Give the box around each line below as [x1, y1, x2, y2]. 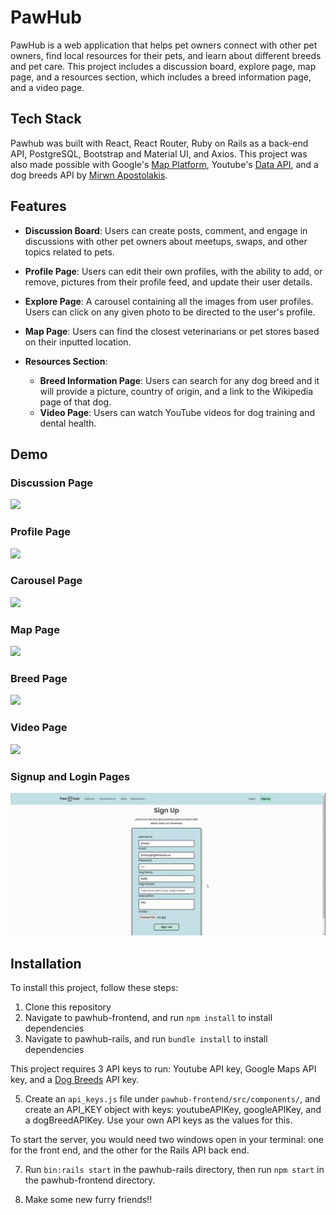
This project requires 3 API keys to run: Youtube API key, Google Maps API [10, 1063, 317, 1075]
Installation [10, 955, 82, 972]
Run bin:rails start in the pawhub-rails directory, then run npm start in [24, 1164, 325, 1176]
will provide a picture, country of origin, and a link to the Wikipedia [39, 385, 314, 397]
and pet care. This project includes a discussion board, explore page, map [10, 60, 317, 72]
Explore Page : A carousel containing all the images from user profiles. [24, 295, 314, 307]
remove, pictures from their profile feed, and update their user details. [24, 276, 313, 288]
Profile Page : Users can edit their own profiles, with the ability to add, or [24, 265, 323, 277]
